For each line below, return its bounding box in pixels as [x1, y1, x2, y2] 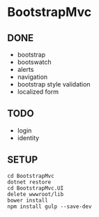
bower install [7, 197, 49, 204]
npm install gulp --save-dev [7, 203, 92, 210]
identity [17, 133, 40, 142]
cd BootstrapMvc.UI [7, 184, 64, 192]
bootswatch [17, 58, 52, 66]
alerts [17, 66, 34, 73]
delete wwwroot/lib [7, 190, 64, 197]
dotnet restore [7, 179, 52, 186]
